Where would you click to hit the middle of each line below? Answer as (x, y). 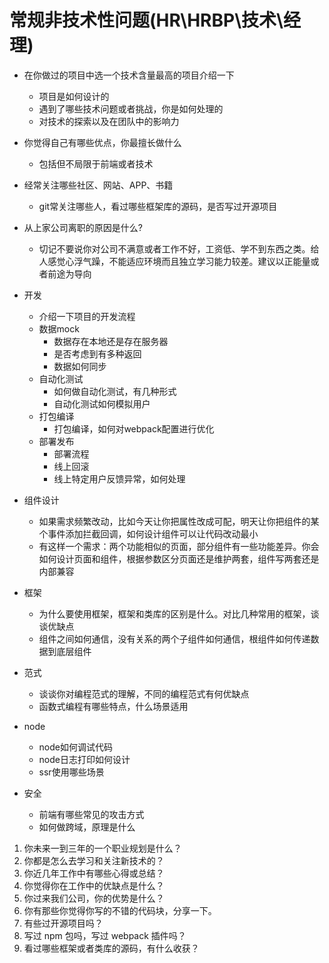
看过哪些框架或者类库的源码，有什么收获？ (111, 948)
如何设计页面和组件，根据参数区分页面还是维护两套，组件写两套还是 (179, 558)
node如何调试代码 (75, 747)
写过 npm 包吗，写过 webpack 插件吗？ (105, 935)
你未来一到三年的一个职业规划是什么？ (102, 848)
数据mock (59, 328)
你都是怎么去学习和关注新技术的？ (94, 860)
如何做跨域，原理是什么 (87, 827)
